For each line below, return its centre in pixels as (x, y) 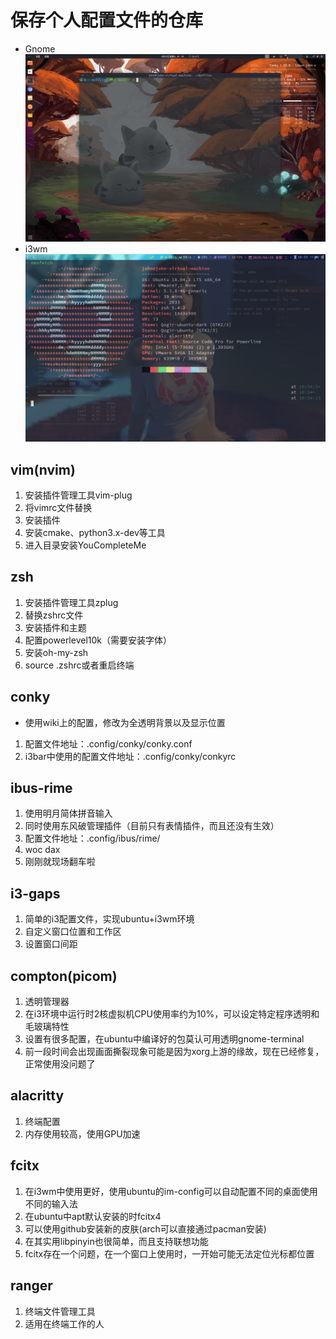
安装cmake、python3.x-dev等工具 (95, 532)
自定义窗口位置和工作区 (73, 932)
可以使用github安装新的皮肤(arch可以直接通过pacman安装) (145, 1228)
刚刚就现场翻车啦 (60, 862)
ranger (31, 1286)
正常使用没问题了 (60, 1064)
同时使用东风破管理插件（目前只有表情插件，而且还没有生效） (152, 826)
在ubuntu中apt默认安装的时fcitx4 (93, 1216)
